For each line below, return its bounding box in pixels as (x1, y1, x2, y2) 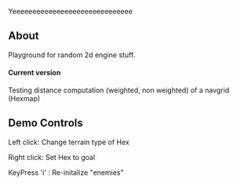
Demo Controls (8, 117, 84, 130)
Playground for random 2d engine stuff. (8, 50, 136, 60)
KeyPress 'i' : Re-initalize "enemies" (8, 168, 124, 177)
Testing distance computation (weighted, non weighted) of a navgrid (8, 85, 230, 95)
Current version (8, 68, 61, 78)
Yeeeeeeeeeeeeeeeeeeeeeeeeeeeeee (8, 7, 133, 16)
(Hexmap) (8, 94, 41, 103)
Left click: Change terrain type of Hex (8, 137, 129, 147)
